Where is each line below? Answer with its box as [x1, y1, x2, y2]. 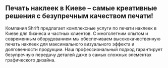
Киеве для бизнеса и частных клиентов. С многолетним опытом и [5, 30, 148, 36]
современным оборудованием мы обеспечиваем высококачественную [5, 35, 160, 41]
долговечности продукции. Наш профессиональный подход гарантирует [5, 46, 163, 52]
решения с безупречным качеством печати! [5, 12, 154, 20]
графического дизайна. [5, 57, 55, 63]
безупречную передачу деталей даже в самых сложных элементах [5, 51, 152, 57]
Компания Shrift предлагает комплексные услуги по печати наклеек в [5, 25, 157, 31]
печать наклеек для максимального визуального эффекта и [5, 41, 135, 47]
